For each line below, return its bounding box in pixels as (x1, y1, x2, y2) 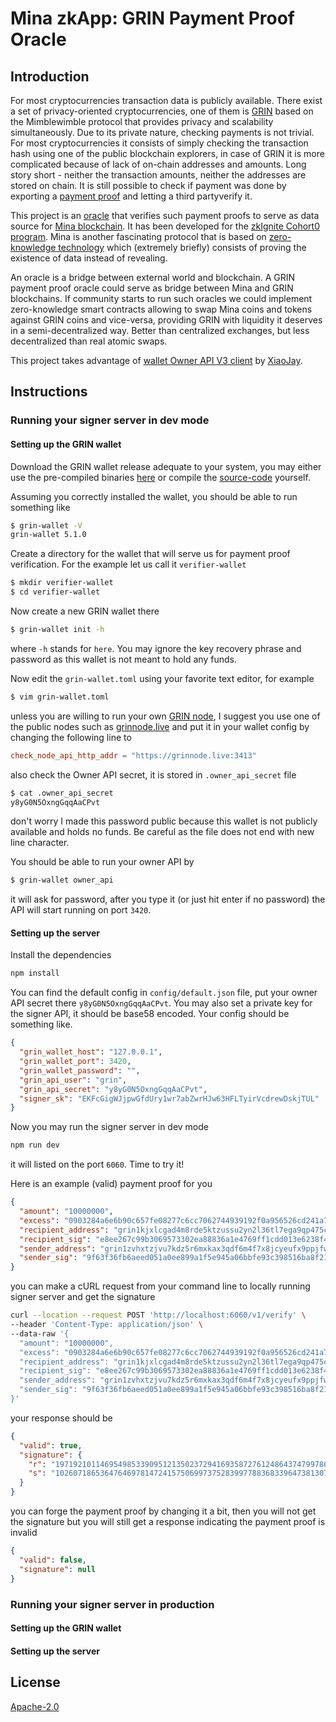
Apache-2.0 (10, 1700, 60, 1712)
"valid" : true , (19, 1440, 83, 1451)
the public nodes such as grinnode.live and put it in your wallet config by (10, 720, 310, 732)
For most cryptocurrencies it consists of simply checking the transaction (10, 137, 309, 149)
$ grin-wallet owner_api (10, 875, 114, 886)
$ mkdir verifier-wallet (10, 578, 114, 588)
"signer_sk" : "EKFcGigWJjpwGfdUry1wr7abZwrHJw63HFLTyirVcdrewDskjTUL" (19, 1093, 320, 1104)
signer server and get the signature (10, 1291, 156, 1303)
